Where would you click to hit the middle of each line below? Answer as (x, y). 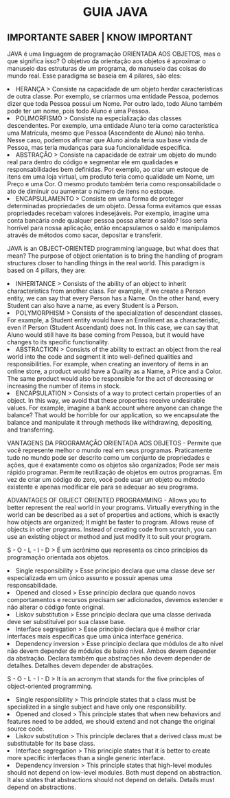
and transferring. (31, 430)
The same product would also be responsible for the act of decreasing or (111, 378)
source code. (26, 729)
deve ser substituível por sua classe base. (66, 622)
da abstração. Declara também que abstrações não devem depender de (109, 658)
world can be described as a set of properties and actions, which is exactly (113, 515)
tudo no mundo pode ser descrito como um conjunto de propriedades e (108, 457)
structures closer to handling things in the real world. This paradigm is (106, 263)
